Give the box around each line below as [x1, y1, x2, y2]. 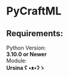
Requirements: [6, 28, 64, 39]
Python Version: [6, 44, 47, 51]
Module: [6, 57, 27, 64]
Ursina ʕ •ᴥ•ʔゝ [6, 65, 45, 71]
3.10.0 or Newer [6, 51, 47, 58]
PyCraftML [6, 4, 62, 18]
